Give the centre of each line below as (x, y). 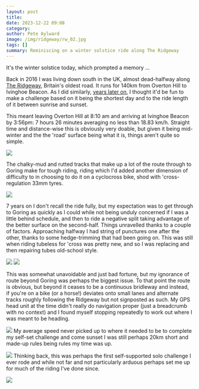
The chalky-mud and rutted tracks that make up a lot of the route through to (99, 164)
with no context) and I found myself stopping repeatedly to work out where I (99, 312)
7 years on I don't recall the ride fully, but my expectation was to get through (100, 206)
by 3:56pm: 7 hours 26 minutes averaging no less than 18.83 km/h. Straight (98, 122)
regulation (18, 183)
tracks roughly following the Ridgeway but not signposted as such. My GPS (98, 300)
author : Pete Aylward (33, 34)
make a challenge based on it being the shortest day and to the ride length (97, 98)
